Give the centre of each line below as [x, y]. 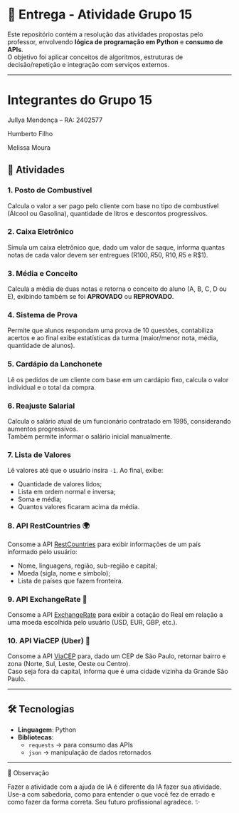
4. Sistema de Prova [43, 315]
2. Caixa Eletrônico [41, 232]
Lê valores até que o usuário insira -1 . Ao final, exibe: [85, 471]
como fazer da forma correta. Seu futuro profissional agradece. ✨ [104, 802]
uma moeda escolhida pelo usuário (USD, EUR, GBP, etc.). [92, 622]
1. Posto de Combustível [50, 190]
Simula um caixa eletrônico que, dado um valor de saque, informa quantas [116, 247]
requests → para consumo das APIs [81, 745]
